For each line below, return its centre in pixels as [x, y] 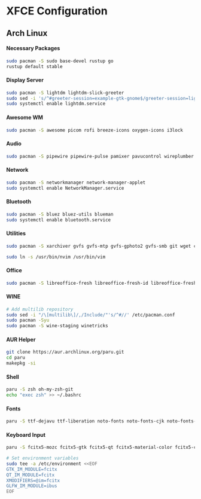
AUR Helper [21, 339]
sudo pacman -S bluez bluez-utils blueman [60, 214]
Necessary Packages [33, 48]
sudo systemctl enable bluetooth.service [59, 220]
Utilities [16, 233]
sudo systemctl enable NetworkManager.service [65, 188]
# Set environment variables [42, 458]
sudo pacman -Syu [28, 320]
